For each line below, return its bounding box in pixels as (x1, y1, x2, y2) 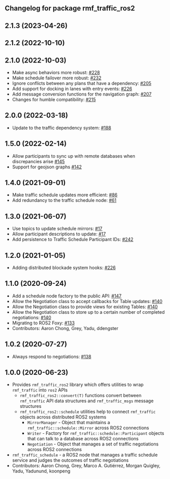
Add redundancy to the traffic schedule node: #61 (12, 197, 117, 203)
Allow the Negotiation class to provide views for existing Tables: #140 (12, 304, 158, 310)
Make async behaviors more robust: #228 (12, 69, 100, 75)
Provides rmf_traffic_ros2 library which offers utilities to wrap (12, 381, 144, 388)
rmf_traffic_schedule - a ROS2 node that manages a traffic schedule (12, 452, 158, 458)
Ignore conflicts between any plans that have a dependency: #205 (12, 80, 152, 86)
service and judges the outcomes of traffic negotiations (12, 457, 129, 463)
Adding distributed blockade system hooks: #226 (12, 264, 116, 271)
